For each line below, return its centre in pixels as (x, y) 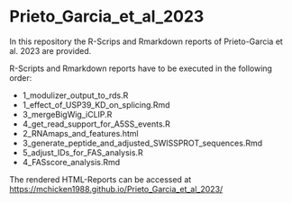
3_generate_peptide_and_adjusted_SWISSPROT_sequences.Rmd (142, 143)
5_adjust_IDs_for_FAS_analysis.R (82, 152)
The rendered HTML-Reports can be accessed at (100, 179)
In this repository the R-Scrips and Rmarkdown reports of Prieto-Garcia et (146, 41)
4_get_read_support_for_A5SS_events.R (96, 124)
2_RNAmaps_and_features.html (80, 133)
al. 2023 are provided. (50, 50)
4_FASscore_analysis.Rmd (71, 162)
